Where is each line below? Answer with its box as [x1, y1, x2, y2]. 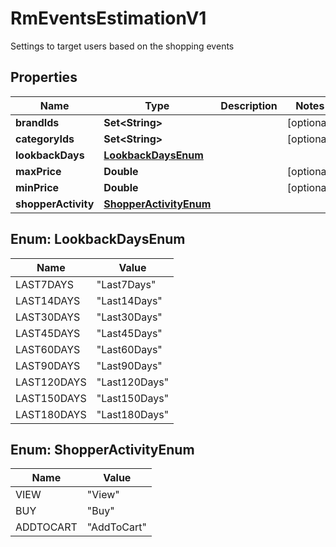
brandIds [15, 115, 60, 129]
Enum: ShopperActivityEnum [10, 441, 195, 458]
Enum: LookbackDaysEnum [10, 231, 186, 248]
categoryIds [15, 132, 75, 146]
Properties [10, 69, 78, 86]
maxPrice [15, 164, 62, 178]
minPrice [15, 180, 60, 194]
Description [220, 98, 278, 112]
